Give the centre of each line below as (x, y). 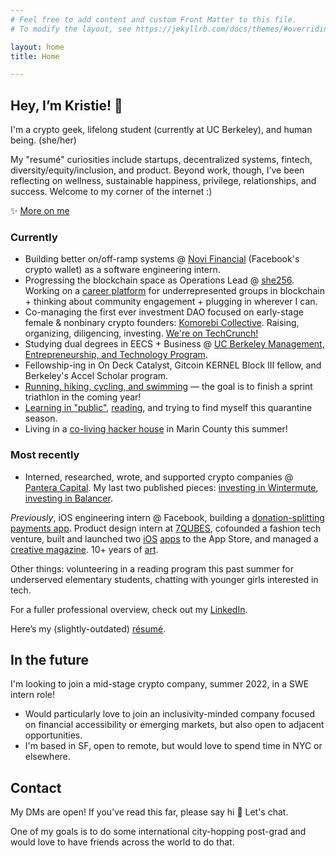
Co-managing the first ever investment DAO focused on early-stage (164, 312)
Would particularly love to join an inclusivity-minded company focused (170, 714)
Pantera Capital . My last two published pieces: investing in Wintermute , (171, 487)
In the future (49, 660)
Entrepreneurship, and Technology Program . (116, 355)
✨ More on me (40, 211)
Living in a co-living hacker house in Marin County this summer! (156, 429)
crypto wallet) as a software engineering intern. (122, 270)
